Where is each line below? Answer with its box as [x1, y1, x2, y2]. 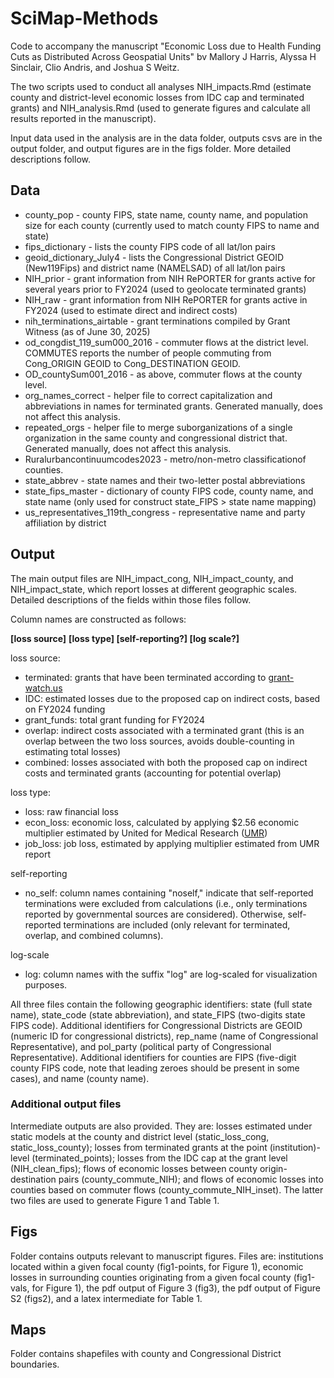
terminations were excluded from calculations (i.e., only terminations [24, 897, 308, 909]
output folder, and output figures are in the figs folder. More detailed [10, 142, 292, 154]
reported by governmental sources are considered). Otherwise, [24, 908, 286, 920]
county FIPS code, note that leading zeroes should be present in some [10, 1062, 300, 1074]
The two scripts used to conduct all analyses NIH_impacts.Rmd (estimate [10, 80, 312, 92]
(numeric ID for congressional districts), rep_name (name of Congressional [10, 1030, 319, 1042]
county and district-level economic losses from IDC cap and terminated [10, 91, 305, 103]
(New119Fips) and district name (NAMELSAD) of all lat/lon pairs [24, 262, 286, 274]
